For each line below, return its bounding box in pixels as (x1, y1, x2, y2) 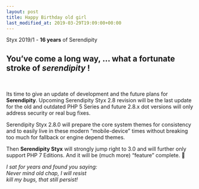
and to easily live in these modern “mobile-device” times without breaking (6, 127, 188, 135)
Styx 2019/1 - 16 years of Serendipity (6, 36, 97, 44)
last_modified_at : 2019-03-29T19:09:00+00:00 (6, 20, 121, 26)
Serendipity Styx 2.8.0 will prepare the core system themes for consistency (6, 121, 191, 129)
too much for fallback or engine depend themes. (6, 134, 125, 141)
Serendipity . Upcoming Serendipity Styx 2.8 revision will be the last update (6, 97, 192, 104)
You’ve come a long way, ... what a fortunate (6, 53, 175, 63)
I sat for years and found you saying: (6, 163, 97, 170)
